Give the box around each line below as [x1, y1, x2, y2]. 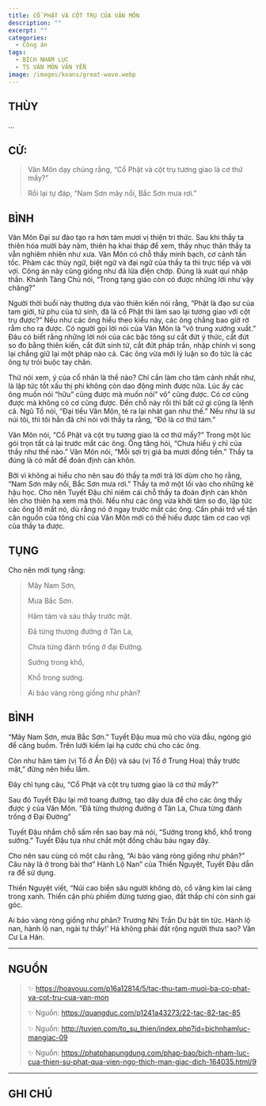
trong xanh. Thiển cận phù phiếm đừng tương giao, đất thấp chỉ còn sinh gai [8, 891, 256, 901]
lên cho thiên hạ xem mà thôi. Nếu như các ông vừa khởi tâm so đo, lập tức [8, 496, 253, 505]
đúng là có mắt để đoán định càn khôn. [8, 456, 136, 465]
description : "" [8, 19, 62, 27]
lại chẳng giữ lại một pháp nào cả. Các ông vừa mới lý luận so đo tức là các [8, 349, 253, 359]
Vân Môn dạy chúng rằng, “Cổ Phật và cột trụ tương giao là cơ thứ [27, 165, 243, 174]
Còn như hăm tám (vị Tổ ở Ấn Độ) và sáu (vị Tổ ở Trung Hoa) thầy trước [8, 756, 241, 765]
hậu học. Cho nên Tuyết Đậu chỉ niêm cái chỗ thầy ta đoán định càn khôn [8, 488, 248, 498]
